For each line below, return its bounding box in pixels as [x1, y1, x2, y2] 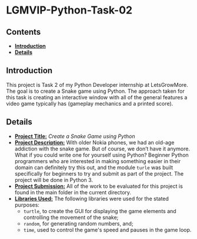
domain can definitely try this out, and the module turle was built [14, 164, 173, 171]
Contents [6, 27, 41, 37]
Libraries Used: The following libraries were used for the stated [14, 195, 169, 202]
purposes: [14, 201, 40, 208]
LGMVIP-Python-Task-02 [6, 4, 133, 17]
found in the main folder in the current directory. [14, 188, 131, 196]
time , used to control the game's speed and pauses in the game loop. [23, 226, 192, 233]
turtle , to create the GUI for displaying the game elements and [23, 207, 176, 214]
